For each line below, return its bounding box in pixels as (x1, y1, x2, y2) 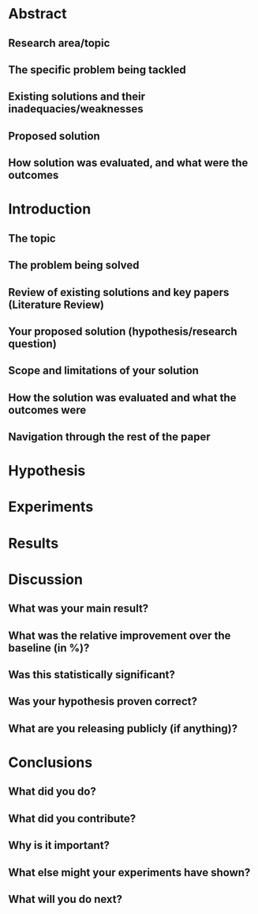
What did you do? (8, 785, 96, 798)
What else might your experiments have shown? (8, 866, 251, 879)
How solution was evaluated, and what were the (8, 156, 249, 170)
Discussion (8, 571, 83, 588)
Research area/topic (8, 36, 110, 50)
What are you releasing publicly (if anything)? (8, 722, 238, 735)
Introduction (8, 200, 92, 218)
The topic (8, 231, 57, 245)
